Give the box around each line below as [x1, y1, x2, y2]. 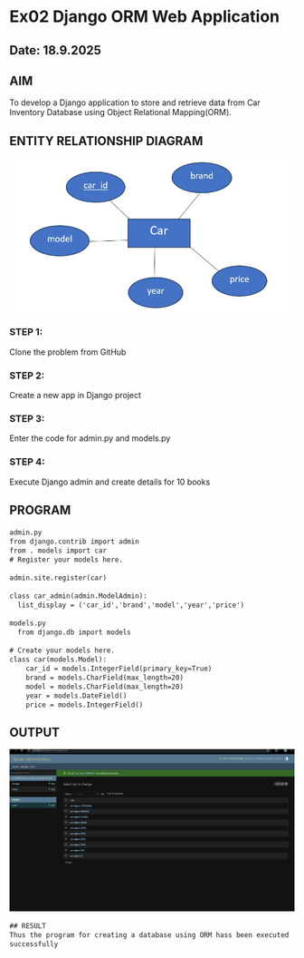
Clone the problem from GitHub [9, 347, 127, 357]
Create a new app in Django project [9, 390, 142, 401]
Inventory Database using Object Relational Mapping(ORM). [9, 107, 233, 118]
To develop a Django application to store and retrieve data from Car [9, 97, 261, 108]
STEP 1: [9, 326, 43, 338]
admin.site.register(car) [9, 573, 107, 582]
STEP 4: [9, 455, 45, 468]
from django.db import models [17, 628, 131, 637]
